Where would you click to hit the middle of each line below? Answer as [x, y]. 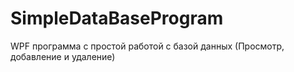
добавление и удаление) [63, 56]
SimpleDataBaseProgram [117, 18]
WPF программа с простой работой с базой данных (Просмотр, [147, 46]
